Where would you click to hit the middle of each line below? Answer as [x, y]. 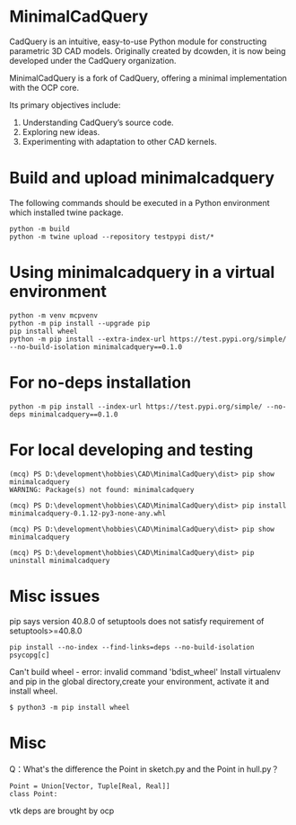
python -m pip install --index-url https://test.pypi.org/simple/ [136, 407]
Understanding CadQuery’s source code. [98, 122]
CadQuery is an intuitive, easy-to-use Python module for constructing [138, 41]
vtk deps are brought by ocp [62, 811]
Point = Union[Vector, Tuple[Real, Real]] [90, 786]
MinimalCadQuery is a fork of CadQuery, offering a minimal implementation [148, 77]
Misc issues [55, 596]
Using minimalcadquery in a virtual [142, 273]
